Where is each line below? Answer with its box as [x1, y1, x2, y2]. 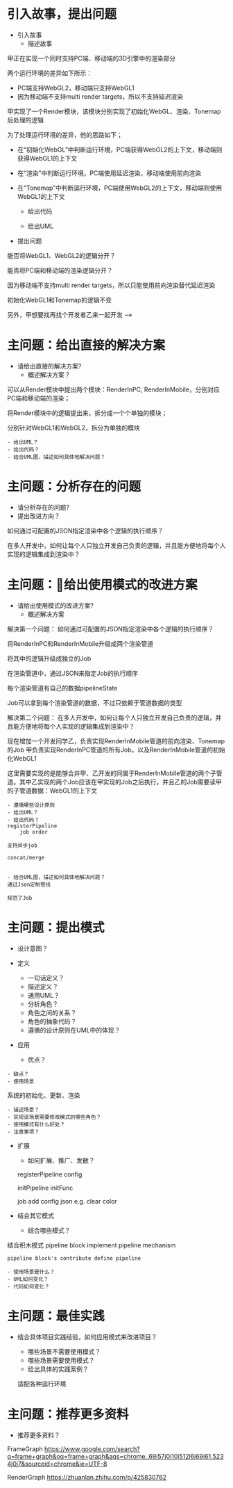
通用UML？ [27, 991, 60, 999]
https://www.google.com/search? [44, 1444, 140, 1453]
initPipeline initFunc [17, 1183, 74, 1192]
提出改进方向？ [17, 512, 60, 520]
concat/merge [7, 854, 45, 861]
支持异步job [7, 842, 38, 849]
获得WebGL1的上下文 [17, 154, 78, 162]
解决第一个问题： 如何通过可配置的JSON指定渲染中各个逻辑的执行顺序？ [7, 624, 214, 633]
